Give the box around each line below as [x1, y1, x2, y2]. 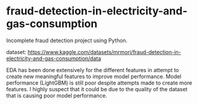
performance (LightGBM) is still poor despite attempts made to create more [6, 79, 193, 86]
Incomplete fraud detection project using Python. [6, 37, 128, 44]
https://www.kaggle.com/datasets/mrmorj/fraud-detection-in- [28, 48, 181, 55]
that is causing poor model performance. [6, 92, 107, 99]
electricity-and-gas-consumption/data [6, 55, 101, 62]
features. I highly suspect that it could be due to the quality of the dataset [6, 85, 188, 92]
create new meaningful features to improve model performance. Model [6, 73, 182, 80]
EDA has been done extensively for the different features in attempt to [6, 66, 179, 73]
